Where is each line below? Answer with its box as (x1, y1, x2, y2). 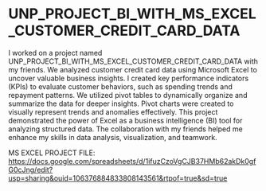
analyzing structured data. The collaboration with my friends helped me (8, 124, 243, 134)
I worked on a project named (8, 48, 103, 57)
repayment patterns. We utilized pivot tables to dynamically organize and (8, 90, 248, 99)
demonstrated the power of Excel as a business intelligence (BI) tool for (8, 115, 243, 125)
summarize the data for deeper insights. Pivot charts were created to (8, 99, 234, 108)
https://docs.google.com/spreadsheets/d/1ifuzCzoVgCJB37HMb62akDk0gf (8, 156, 256, 166)
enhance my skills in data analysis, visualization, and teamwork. (8, 132, 217, 142)
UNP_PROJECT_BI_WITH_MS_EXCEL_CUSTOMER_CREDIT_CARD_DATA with (8, 57, 259, 66)
